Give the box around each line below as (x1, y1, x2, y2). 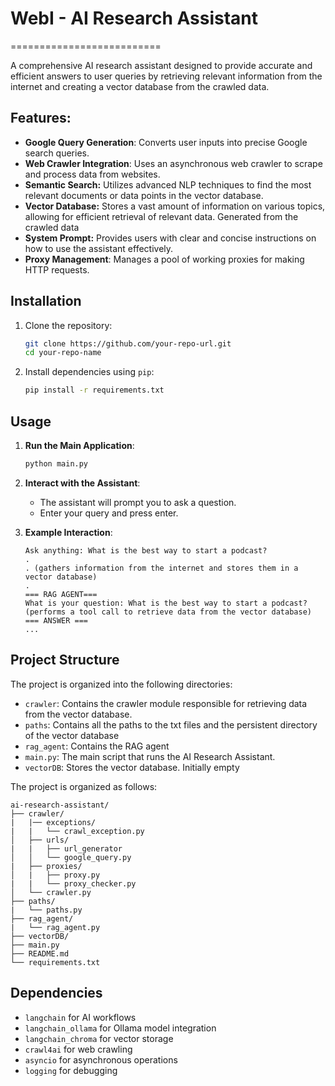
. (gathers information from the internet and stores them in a (24, 563, 299, 573)
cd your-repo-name (24, 348, 102, 358)
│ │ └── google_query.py (10, 852, 132, 862)
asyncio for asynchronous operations (24, 1053, 178, 1066)
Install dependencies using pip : (24, 366, 155, 378)
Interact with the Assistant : (24, 477, 141, 489)
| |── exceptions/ (10, 817, 97, 827)
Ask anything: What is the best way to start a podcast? (24, 545, 268, 556)
